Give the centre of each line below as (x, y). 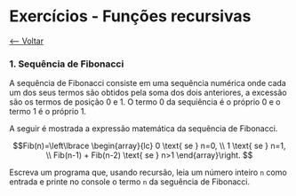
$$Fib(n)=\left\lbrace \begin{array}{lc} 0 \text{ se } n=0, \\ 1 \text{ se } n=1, (149, 146)
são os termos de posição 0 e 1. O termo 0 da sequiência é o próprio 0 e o (145, 102)
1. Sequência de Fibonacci (67, 64)
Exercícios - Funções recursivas (130, 16)
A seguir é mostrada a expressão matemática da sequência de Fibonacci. (144, 129)
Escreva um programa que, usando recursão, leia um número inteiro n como (148, 172)
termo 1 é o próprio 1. (48, 112)
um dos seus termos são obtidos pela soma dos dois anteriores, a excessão (148, 93)
